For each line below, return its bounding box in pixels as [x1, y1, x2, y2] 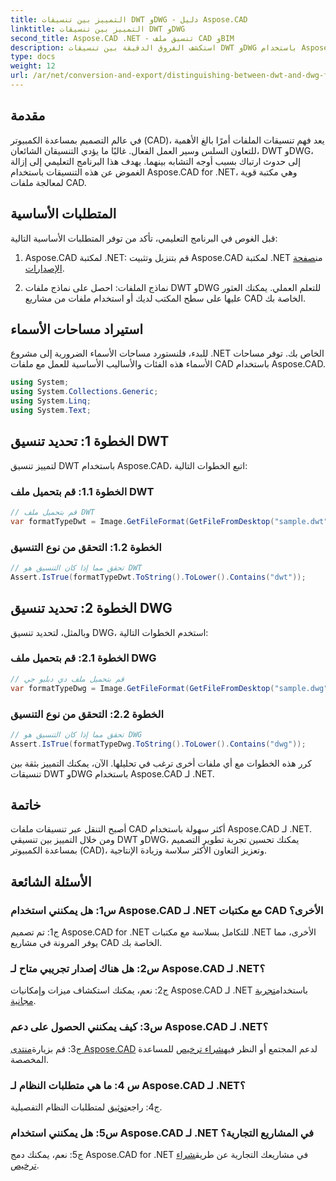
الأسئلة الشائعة [10, 873, 92, 890]
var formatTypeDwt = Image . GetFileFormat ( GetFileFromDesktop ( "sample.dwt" [10, 516, 329, 526]
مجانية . [10, 995, 37, 1007]
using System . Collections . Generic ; [10, 387, 159, 397]
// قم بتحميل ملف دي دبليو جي [10, 674, 125, 684]
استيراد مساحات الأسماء [10, 321, 144, 338]
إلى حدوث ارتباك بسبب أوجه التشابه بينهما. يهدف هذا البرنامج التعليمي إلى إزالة [10, 155, 302, 167]
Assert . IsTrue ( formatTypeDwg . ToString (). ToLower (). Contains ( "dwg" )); [10, 739, 307, 749]
